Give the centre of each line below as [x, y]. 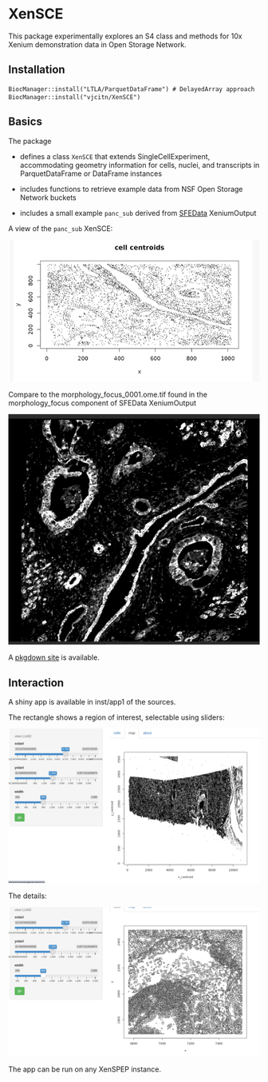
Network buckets [48, 198]
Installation [37, 70]
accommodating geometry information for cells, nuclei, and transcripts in [140, 165]
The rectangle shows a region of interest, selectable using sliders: [116, 717]
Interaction [36, 683]
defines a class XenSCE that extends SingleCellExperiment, [115, 156]
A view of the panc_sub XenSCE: [61, 228]
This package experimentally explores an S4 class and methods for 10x [125, 36]
